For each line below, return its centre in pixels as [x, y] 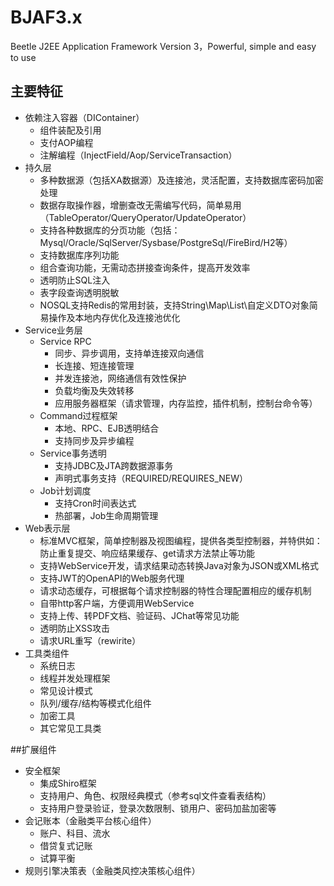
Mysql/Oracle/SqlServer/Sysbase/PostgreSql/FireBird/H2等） [166, 242]
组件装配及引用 [70, 130]
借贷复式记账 [66, 845]
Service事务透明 [73, 453]
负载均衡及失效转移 [94, 390]
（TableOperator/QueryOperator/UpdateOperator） [145, 217]
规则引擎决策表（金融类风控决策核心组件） [112, 870]
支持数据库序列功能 [79, 255]
